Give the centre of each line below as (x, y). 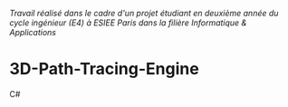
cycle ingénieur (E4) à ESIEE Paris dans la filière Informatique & (128, 23)
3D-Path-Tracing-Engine (104, 69)
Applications (33, 32)
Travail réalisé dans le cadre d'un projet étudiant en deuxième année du (144, 13)
